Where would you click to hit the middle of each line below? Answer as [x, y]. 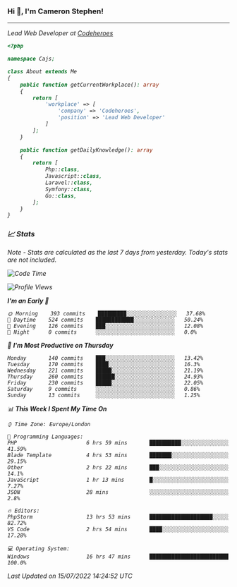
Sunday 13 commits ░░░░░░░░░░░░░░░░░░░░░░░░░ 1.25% [104, 395]
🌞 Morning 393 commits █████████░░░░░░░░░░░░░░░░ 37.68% [107, 313]
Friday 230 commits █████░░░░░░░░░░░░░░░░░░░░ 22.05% [105, 383]
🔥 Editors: [24, 511]
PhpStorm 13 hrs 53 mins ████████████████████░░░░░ [118, 517]
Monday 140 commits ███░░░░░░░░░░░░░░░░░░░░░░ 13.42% [105, 358]
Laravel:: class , [69, 183]
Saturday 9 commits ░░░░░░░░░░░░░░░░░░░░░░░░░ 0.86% [104, 389]
